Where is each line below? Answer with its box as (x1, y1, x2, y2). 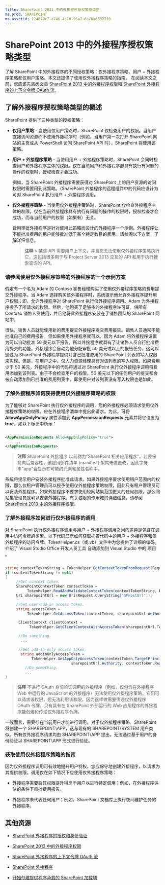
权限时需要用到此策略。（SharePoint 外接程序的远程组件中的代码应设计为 (12, 185, 159, 191)
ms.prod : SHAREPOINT (5, 12, 48, 17)
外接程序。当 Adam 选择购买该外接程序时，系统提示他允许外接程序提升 (9, 292, 153, 298)
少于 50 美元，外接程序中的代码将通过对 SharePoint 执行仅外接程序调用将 (5, 364, 154, 370)
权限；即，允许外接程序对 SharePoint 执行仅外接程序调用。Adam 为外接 (9, 298, 155, 304)
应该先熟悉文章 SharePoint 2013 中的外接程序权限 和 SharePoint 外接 (18, 81, 156, 87)
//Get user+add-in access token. (16, 602, 84, 607)
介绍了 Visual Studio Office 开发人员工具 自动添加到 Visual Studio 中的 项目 (5, 545, 156, 551)
